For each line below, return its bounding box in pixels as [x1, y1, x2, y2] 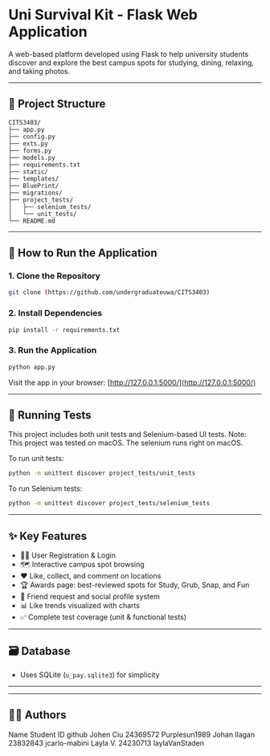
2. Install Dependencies [8, 308, 103, 319]
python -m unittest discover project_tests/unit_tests [8, 469, 196, 477]
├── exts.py [8, 139, 48, 148]
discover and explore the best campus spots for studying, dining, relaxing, [8, 58, 255, 67]
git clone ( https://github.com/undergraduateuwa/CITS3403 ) [8, 288, 211, 296]
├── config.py [8, 133, 56, 141]
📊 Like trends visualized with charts [19, 601, 141, 611]
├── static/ [8, 167, 48, 176]
